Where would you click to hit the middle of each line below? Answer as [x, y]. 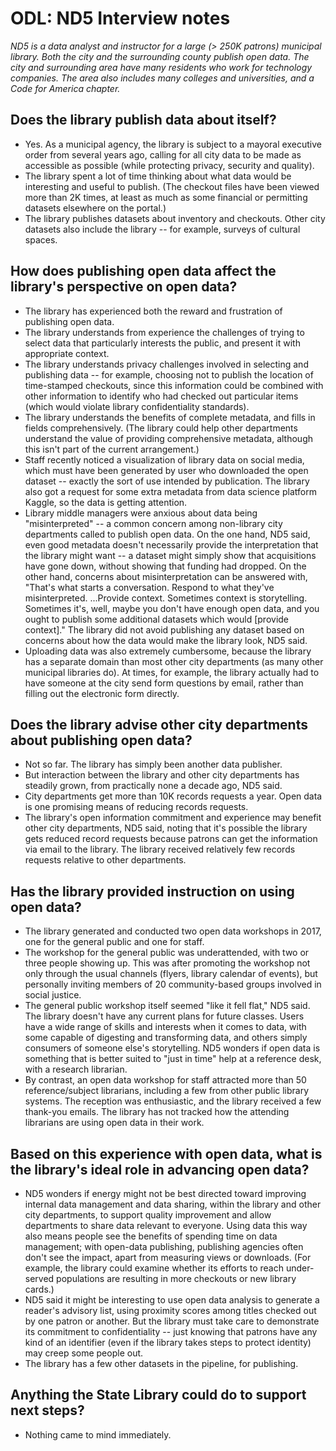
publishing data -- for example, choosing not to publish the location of [169, 374]
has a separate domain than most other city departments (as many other [174, 661]
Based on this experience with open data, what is [166, 1153]
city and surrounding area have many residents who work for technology [161, 67]
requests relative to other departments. [105, 860]
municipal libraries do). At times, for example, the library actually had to [172, 672]
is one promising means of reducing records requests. [136, 807]
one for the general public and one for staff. [114, 942]
